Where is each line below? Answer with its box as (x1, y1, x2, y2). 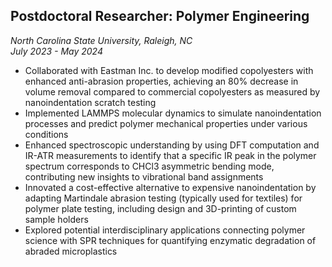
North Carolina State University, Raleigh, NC (10, 34, 193, 46)
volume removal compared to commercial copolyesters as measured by (24, 85, 321, 98)
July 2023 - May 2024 (10, 45, 103, 57)
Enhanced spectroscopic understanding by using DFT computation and (24, 139, 320, 151)
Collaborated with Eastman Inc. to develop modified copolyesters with (24, 64, 314, 76)
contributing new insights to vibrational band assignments (24, 170, 264, 183)
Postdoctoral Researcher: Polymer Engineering (10, 8, 310, 25)
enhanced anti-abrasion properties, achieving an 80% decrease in (24, 75, 299, 87)
